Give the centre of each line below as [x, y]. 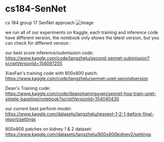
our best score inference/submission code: [49, 53]
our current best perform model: [38, 108]
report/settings [20, 119]
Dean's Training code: [28, 88]
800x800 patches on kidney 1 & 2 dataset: [49, 129]
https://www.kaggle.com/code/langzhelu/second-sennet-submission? [77, 58]
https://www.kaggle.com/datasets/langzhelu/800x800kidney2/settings [78, 134]
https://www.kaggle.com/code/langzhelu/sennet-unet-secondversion [77, 78]
